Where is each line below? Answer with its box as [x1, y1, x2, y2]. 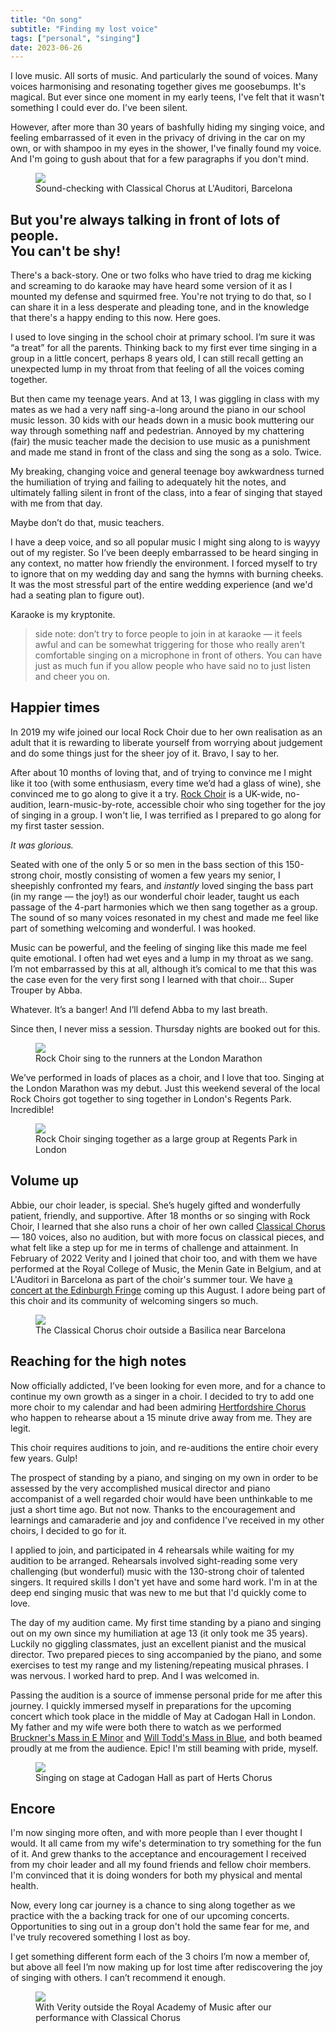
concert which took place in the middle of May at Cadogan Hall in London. [10, 1710, 316, 1722]
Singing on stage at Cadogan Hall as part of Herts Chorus [35, 1771, 273, 1783]
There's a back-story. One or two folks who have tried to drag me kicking [10, 269, 312, 281]
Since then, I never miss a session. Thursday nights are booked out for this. [10, 1022, 321, 1035]
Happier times [10, 699, 100, 716]
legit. [10, 1422, 32, 1434]
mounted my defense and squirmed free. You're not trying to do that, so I [10, 291, 312, 303]
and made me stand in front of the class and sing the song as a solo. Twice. [10, 446, 322, 458]
